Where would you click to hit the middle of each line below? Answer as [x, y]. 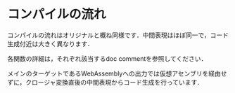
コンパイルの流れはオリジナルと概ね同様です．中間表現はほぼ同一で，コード [118, 35]
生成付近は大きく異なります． [50, 43]
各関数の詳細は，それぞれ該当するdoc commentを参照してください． [107, 58]
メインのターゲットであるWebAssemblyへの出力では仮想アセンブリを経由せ [117, 73]
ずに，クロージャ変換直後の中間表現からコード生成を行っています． [106, 82]
